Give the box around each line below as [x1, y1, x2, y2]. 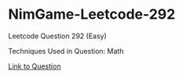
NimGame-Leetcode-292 [8, 5, 176, 23]
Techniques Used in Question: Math [8, 46, 124, 55]
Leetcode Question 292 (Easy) [8, 31, 108, 41]
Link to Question [8, 61, 61, 71]
